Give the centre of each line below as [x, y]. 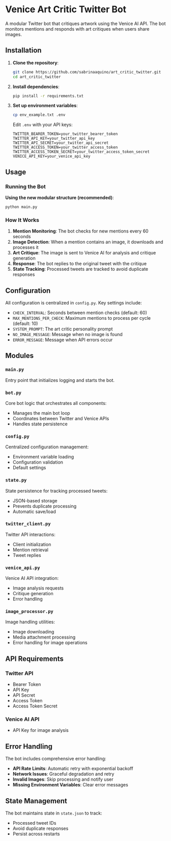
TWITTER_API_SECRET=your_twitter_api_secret [61, 143]
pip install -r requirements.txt [48, 96]
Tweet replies [27, 555]
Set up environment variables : [45, 106]
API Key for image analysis [40, 730]
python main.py [21, 207]
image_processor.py [29, 611]
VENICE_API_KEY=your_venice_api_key [51, 157]
